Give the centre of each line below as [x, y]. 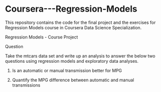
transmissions [26, 85]
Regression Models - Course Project [41, 37]
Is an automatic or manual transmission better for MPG [67, 70]
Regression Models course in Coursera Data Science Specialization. [73, 27]
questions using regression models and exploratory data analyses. [72, 61]
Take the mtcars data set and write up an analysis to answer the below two [80, 56]
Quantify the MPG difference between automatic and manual [73, 80]
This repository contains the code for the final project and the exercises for [80, 22]
